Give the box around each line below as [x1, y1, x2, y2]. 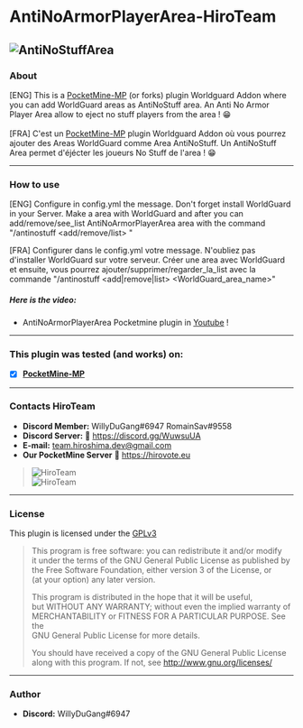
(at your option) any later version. [31, 575, 156, 585]
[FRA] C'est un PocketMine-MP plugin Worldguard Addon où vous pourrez [9, 128, 287, 139]
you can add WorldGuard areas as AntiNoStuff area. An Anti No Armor [9, 99, 271, 110]
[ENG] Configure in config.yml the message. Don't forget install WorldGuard [9, 198, 291, 209]
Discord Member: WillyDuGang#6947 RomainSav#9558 [22, 420, 233, 431]
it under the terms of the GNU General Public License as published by [31, 555, 290, 566]
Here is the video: [9, 294, 77, 305]
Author [9, 688, 41, 701]
